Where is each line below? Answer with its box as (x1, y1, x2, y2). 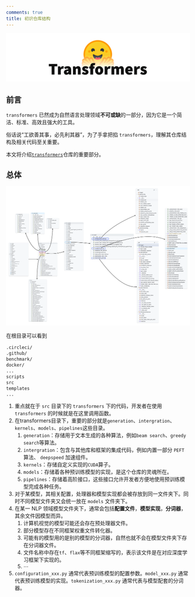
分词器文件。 (28, 542, 60, 549)
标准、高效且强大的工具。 (16, 119, 78, 126)
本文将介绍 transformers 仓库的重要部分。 (6, 151, 104, 158)
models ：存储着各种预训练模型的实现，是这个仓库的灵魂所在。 (23, 469, 172, 476)
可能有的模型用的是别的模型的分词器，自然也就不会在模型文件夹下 (23, 534, 182, 541)
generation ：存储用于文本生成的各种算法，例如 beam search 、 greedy (23, 432, 186, 439)
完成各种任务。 (28, 483, 65, 490)
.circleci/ (6, 344, 33, 351)
